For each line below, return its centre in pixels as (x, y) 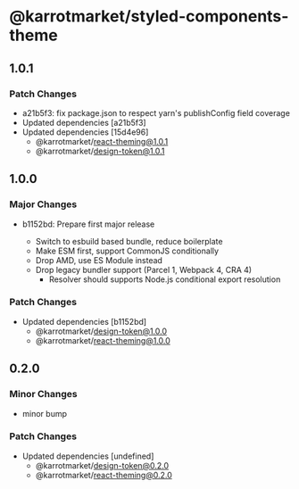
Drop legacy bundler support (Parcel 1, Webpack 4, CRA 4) (144, 269)
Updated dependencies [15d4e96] (85, 132)
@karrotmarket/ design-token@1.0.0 (101, 331)
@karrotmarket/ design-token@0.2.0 (102, 465)
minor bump (45, 413)
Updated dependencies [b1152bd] (84, 321)
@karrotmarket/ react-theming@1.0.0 (103, 340)
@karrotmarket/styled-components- (149, 17)
